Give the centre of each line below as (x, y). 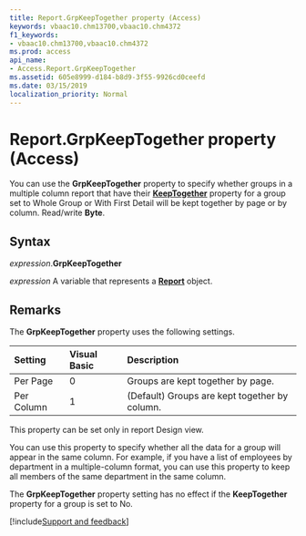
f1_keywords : (34, 35)
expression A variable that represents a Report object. (111, 281)
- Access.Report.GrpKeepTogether (73, 69)
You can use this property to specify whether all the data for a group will (145, 448)
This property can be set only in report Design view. (107, 430)
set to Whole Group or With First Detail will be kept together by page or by (148, 203)
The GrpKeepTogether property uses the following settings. (122, 332)
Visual (84, 355)
